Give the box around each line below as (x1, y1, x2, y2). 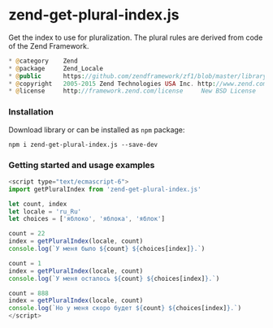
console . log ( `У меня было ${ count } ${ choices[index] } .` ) (8, 245, 206, 253)
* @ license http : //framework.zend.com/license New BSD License (8, 87, 256, 95)
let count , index (8, 200, 67, 208)
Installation (8, 106, 54, 118)
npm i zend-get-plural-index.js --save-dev (8, 140, 158, 149)
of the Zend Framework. (8, 41, 89, 50)
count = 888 (8, 289, 49, 297)
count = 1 (8, 259, 42, 267)
